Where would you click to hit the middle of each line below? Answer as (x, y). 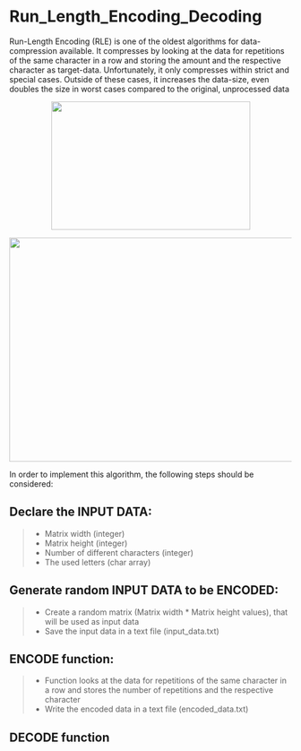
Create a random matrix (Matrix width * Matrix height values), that (166, 612)
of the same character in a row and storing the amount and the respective (145, 60)
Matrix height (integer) (86, 543)
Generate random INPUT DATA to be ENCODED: (144, 590)
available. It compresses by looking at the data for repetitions (172, 50)
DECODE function (60, 737)
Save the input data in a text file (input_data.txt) (132, 631)
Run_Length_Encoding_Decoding (136, 17)
